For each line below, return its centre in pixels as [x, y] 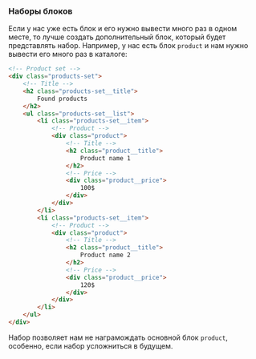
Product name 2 [105, 255]
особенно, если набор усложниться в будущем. [91, 345]
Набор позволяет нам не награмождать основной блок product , [118, 337]
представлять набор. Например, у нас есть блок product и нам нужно [128, 46]
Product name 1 [105, 158]
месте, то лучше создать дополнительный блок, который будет [117, 37]
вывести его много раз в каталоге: [68, 54]
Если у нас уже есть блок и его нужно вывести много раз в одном [123, 29]
